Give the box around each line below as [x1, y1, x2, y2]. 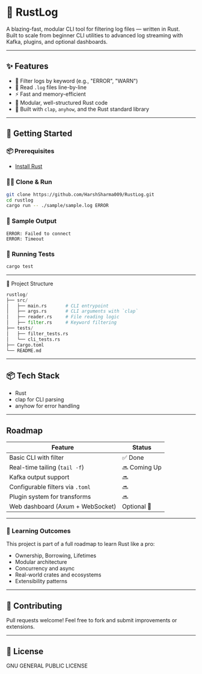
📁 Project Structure [6, 280, 54, 287]
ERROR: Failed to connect [6, 230, 71, 237]
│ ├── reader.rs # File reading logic [6, 314, 120, 320]
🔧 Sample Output [6, 217, 57, 225]
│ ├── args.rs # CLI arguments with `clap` [6, 308, 138, 315]
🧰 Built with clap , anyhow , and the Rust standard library [14, 105, 149, 113]
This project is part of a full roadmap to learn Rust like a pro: [6, 540, 155, 548]
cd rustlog [6, 197, 34, 203]
